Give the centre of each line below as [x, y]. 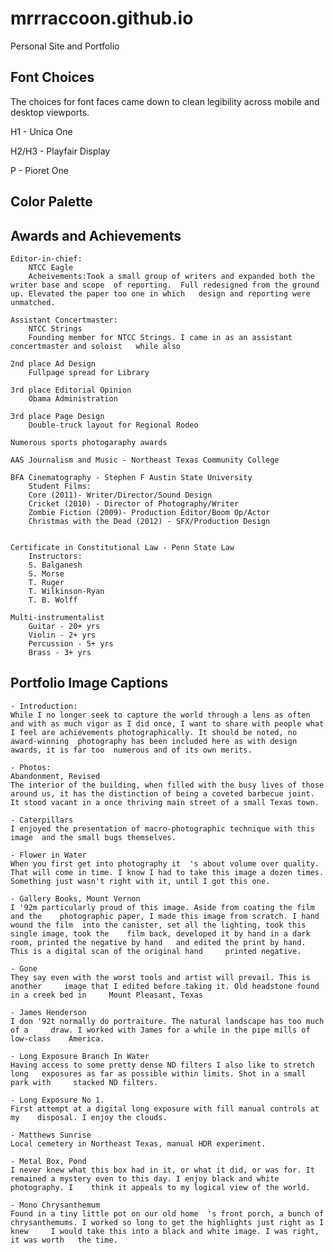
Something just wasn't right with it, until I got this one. [140, 881]
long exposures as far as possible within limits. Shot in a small [158, 1073]
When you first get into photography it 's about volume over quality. [165, 863]
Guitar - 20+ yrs [64, 626]
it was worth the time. [64, 1240]
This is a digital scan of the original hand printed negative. [156, 951]
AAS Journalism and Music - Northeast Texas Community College [145, 460]
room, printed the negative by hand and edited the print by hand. [158, 942]
